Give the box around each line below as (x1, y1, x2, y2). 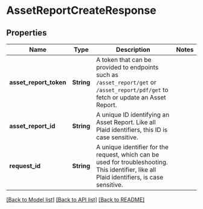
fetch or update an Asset (95, 93, 166, 101)
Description (115, 46, 151, 54)
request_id (9, 162, 41, 170)
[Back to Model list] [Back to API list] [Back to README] (6, 196, 145, 203)
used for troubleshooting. (95, 158, 168, 166)
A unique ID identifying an (95, 111, 170, 119)
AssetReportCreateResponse (6, 4, 157, 17)
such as (95, 70, 119, 79)
